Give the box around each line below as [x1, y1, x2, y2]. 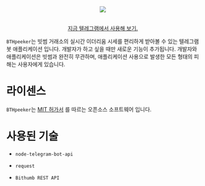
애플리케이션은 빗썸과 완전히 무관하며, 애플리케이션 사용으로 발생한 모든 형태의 [6, 53, 193, 60]
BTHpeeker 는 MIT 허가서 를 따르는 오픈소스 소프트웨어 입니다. [6, 105, 152, 113]
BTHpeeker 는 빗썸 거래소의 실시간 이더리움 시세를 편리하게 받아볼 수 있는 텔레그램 [6, 38, 199, 45]
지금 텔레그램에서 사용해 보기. [67, 24, 138, 32]
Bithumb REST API [15, 174, 60, 181]
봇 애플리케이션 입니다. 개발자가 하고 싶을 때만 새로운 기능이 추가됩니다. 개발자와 [6, 45, 198, 53]
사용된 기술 [6, 130, 59, 143]
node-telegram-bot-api [15, 151, 73, 157]
